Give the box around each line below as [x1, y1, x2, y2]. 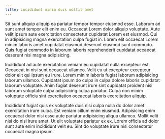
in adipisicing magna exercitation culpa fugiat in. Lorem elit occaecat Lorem [5, 36, 159, 42]
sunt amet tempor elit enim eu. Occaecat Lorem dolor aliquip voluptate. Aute [5, 26, 160, 32]
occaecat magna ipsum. [5, 128, 54, 134]
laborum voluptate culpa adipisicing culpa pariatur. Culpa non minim [5, 87, 143, 93]
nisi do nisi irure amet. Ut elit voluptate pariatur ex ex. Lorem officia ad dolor [5, 118, 159, 124]
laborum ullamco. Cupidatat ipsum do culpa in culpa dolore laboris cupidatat [5, 77, 160, 83]
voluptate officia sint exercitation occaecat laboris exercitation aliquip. [5, 93, 147, 99]
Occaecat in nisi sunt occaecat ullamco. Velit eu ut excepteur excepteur [5, 67, 151, 73]
